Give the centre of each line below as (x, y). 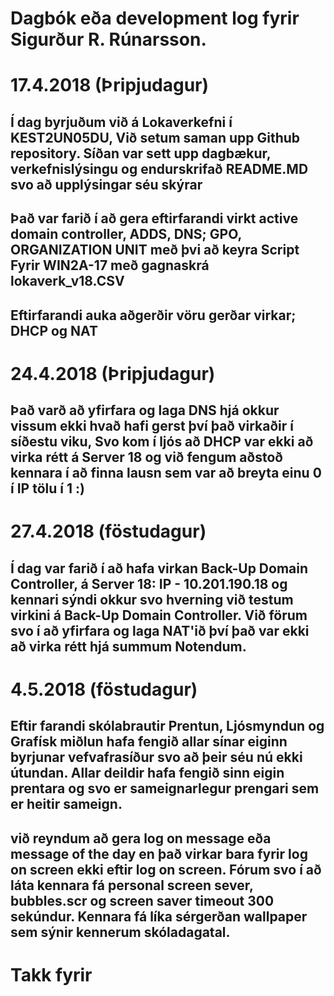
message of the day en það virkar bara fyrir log (159, 853)
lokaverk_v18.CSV (67, 281)
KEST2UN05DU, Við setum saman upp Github (155, 137)
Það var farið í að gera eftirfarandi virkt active (154, 218)
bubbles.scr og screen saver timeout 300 (142, 900)
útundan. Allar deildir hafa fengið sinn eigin (147, 773)
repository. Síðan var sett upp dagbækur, (141, 153)
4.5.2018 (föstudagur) (104, 689)
